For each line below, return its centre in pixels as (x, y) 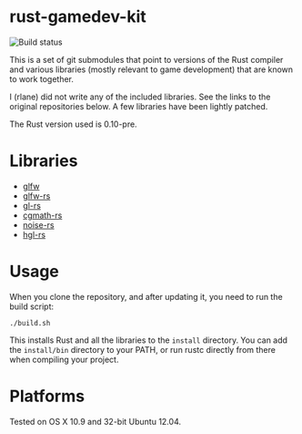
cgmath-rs (42, 215)
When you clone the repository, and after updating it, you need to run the (146, 296)
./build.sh (30, 323)
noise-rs (38, 224)
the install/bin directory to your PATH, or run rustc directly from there (142, 349)
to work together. (42, 78)
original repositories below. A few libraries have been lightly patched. (139, 106)
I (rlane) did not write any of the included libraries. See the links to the (140, 97)
